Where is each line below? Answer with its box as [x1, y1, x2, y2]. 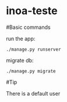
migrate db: [6, 57, 34, 64]
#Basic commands [6, 24, 51, 31]
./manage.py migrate [6, 68, 57, 74]
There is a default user [6, 90, 61, 97]
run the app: [6, 35, 36, 42]
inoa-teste [6, 4, 58, 18]
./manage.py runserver [6, 46, 61, 52]
